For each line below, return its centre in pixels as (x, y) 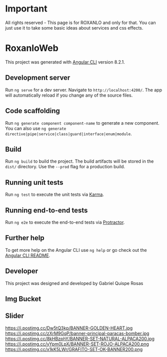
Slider (14, 316)
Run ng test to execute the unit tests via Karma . (54, 195)
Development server (38, 78)
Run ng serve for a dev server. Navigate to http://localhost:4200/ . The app (84, 90)
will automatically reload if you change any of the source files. (69, 95)
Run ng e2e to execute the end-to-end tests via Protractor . (65, 222)
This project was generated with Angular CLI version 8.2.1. (65, 62)
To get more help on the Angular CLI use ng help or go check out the (76, 250)
